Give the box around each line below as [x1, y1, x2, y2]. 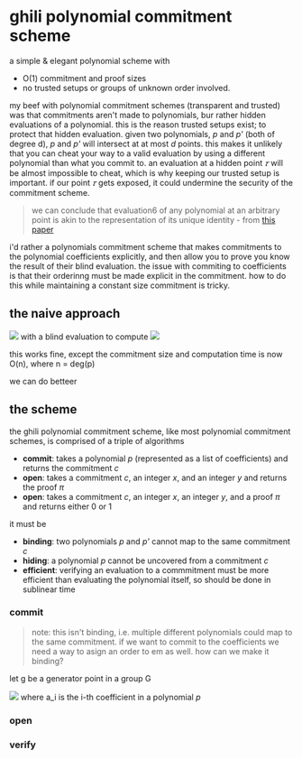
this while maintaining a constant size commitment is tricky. [9, 280, 231, 291]
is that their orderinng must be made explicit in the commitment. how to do [9, 270, 287, 281]
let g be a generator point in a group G [9, 672, 151, 683]
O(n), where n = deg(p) [9, 358, 96, 369]
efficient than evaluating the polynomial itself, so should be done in [22, 574, 271, 585]
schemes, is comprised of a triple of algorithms [9, 435, 185, 446]
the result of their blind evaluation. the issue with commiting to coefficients [9, 260, 287, 272]
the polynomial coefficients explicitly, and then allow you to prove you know [9, 251, 290, 262]
